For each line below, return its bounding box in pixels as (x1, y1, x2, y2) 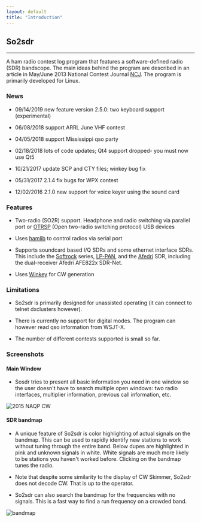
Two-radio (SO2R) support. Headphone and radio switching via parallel (14, 216, 190, 224)
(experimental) (14, 112, 51, 119)
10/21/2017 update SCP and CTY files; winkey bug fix (14, 165, 146, 172)
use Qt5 (14, 153, 35, 161)
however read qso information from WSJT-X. (14, 324, 126, 331)
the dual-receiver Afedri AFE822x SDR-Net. (14, 259, 123, 266)
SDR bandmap (6, 416, 43, 423)
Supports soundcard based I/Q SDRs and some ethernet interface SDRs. (14, 246, 194, 254)
